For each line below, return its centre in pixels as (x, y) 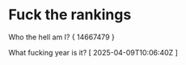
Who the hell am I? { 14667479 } (61, 37)
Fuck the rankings (70, 15)
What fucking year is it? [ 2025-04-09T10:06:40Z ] (93, 52)
